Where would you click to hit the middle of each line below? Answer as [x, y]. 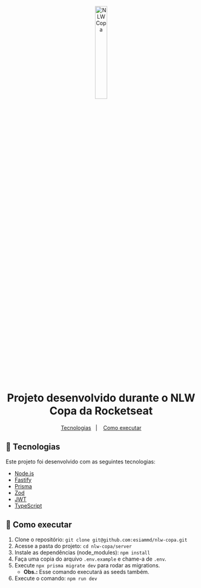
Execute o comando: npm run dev [56, 578]
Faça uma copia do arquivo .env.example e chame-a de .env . [91, 559]
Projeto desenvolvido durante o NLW [101, 398]
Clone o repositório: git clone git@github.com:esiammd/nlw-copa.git [101, 539]
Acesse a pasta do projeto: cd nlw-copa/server [73, 546]
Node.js [24, 473]
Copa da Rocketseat [101, 411]
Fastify [23, 480]
